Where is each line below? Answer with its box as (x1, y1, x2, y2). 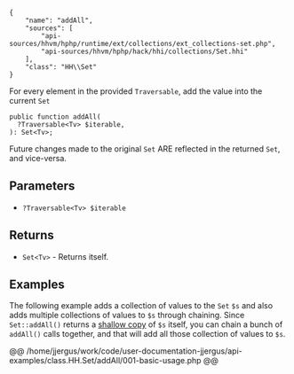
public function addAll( (9, 113, 101, 121)
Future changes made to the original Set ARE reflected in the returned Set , (9, 144, 281, 154)
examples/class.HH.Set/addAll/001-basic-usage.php (9, 355, 202, 366)
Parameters (9, 178, 75, 194)
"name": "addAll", (25, 16, 93, 25)
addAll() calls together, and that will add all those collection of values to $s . (9, 329, 286, 339)
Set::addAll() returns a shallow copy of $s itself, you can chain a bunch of (9, 319, 283, 330)
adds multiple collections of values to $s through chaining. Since (9, 310, 245, 321)
